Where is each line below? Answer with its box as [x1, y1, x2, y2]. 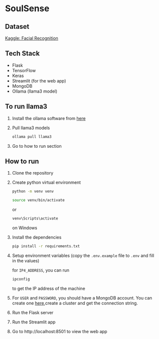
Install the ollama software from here [12, 115, 86, 121]
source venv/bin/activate [12, 198, 65, 203]
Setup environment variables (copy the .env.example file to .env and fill [12, 252, 155, 259]
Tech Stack [5, 49, 40, 58]
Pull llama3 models [12, 125, 50, 131]
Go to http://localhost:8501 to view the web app [12, 328, 107, 334]
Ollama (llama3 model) [12, 88, 57, 94]
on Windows [12, 225, 37, 231]
